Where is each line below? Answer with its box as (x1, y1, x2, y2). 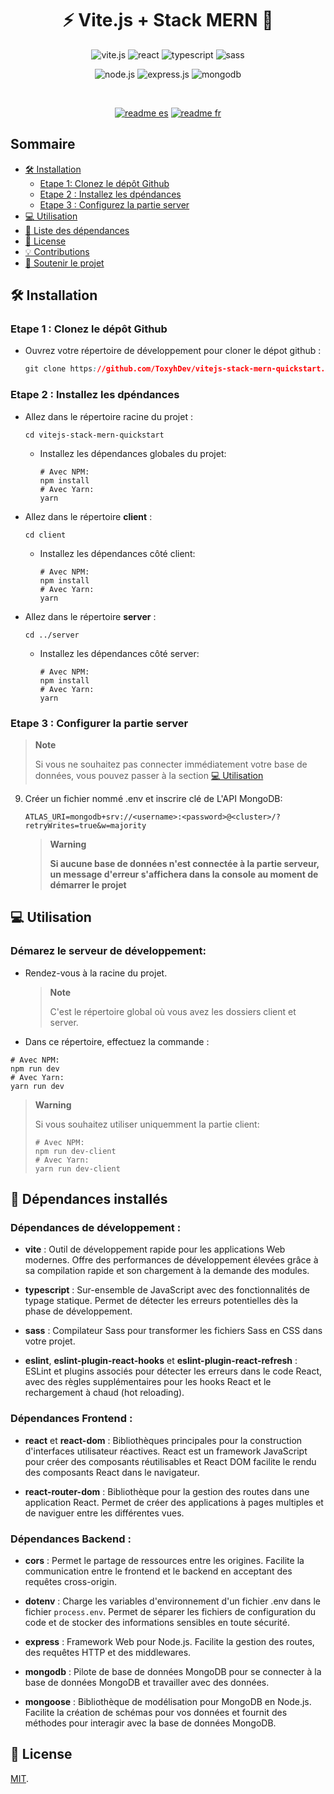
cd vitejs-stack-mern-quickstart (24, 430, 165, 440)
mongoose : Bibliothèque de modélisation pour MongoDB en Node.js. (24, 1695, 312, 1707)
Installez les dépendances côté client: (39, 547, 196, 559)
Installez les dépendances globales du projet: (39, 447, 227, 459)
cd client (24, 530, 67, 540)
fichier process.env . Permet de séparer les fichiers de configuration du (24, 1605, 316, 1617)
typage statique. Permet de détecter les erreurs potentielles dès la (24, 1295, 299, 1307)
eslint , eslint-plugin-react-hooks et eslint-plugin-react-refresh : (24, 1355, 298, 1367)
